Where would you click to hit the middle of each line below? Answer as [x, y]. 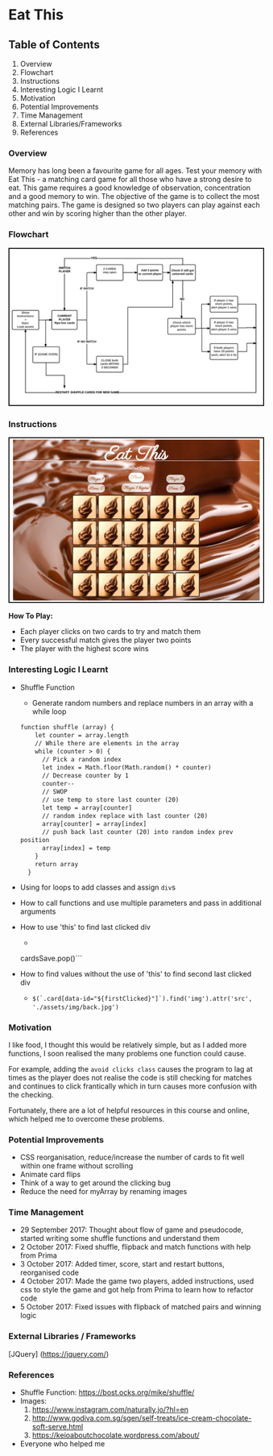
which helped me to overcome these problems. [87, 1118]
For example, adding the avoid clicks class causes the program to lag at [131, 1068]
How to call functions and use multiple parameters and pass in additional [141, 902]
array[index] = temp [76, 848]
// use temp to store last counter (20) [110, 799]
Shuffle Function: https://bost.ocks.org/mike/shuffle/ [107, 1392]
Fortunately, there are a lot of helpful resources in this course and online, [129, 1110]
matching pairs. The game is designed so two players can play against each [134, 205]
